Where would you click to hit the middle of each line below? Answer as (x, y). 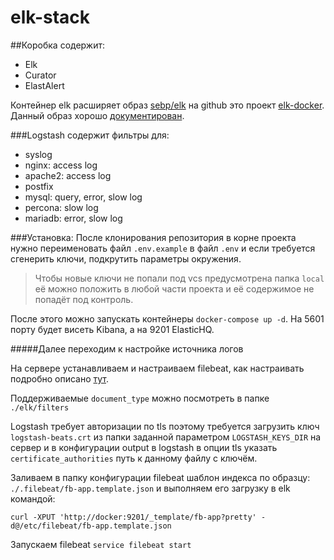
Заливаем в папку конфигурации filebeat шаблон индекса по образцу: (160, 477)
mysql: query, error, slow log (83, 197)
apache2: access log (68, 175)
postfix (39, 186)
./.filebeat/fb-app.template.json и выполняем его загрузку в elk (150, 488)
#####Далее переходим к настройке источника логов (127, 348)
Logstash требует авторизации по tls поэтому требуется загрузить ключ (165, 426)
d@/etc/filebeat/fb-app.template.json (91, 526)
